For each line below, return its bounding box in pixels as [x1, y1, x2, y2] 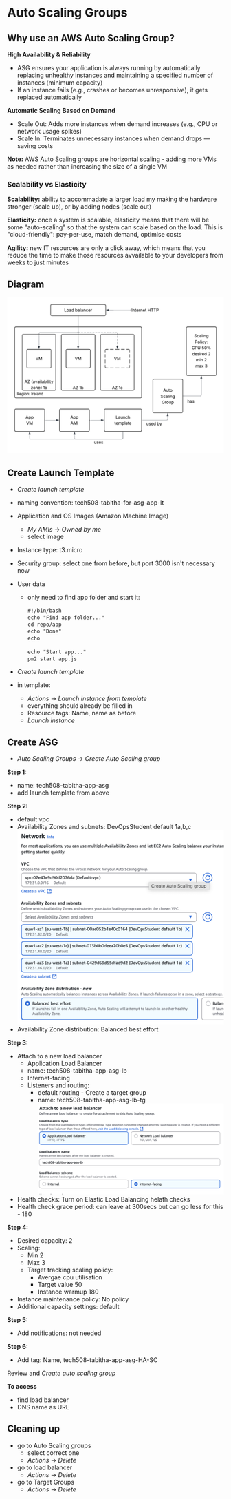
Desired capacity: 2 [16, 1236, 73, 1244]
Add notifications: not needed [16, 1329, 102, 1337]
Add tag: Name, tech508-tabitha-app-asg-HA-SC [16, 1355, 158, 1364]
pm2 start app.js [27, 656, 78, 662]
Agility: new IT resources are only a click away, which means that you [7, 244, 206, 252]
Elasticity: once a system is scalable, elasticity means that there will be [7, 216, 210, 224]
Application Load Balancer [27, 1059, 102, 1068]
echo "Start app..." [27, 649, 87, 656]
